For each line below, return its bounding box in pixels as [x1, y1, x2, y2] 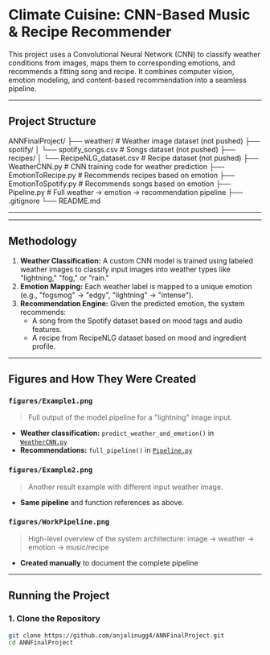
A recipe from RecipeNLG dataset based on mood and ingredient [31, 333, 247, 342]
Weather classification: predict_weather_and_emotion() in [19, 429, 215, 438]
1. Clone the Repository [8, 613, 100, 624]
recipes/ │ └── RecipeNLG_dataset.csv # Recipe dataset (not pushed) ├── [8, 153, 259, 163]
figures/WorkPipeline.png [8, 517, 110, 527]
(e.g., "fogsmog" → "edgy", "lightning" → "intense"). [19, 290, 194, 300]
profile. [31, 341, 56, 351]
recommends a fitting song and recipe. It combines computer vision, [8, 66, 235, 76]
